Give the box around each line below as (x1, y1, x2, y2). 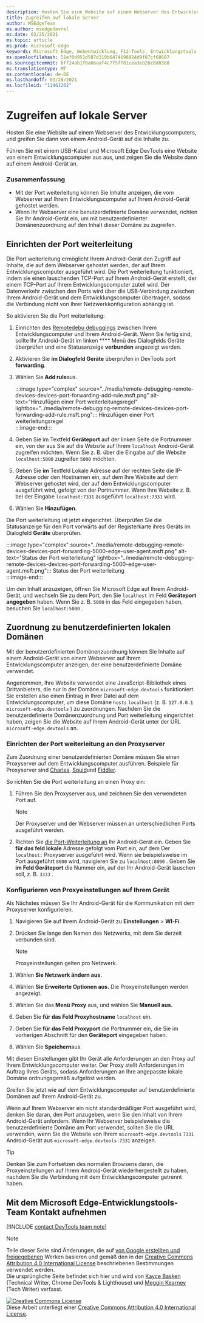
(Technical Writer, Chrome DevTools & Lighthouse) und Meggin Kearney (6, 1279, 186, 1286)
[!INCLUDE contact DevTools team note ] (6, 1223, 107, 1230)
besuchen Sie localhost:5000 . (6, 605, 83, 612)
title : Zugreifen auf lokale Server (6, 15, 99, 21)
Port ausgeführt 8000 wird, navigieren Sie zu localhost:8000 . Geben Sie (15, 857, 195, 865)
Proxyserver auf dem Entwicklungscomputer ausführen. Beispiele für (6, 760, 179, 767)
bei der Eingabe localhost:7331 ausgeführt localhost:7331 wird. (15, 493, 177, 500)
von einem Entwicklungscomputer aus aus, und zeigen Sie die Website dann (6, 153, 197, 161)
